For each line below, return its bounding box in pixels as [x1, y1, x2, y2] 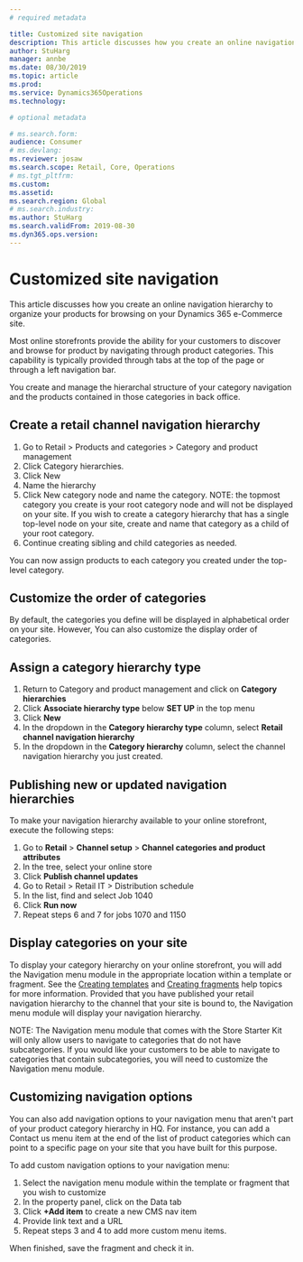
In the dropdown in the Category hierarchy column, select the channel [22, 741, 286, 752]
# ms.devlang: [9, 146, 63, 155]
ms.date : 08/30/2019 [9, 63, 87, 72]
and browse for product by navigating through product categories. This [9, 345, 274, 356]
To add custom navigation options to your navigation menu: [9, 1159, 230, 1170]
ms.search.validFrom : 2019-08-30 [9, 222, 135, 231]
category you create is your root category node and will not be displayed [22, 498, 293, 510]
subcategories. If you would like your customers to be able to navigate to [9, 1044, 280, 1054]
